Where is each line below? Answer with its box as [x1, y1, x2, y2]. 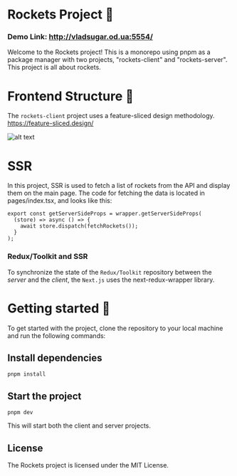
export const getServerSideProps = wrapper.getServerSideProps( [7, 210, 202, 218]
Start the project [7, 390, 82, 402]
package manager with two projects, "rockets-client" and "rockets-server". [7, 55, 228, 64]
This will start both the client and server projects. [7, 421, 152, 430]
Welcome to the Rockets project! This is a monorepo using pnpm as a [7, 48, 211, 56]
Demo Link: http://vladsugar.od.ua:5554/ [7, 32, 153, 42]
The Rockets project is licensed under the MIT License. [7, 461, 169, 470]
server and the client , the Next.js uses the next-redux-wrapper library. [7, 275, 215, 284]
